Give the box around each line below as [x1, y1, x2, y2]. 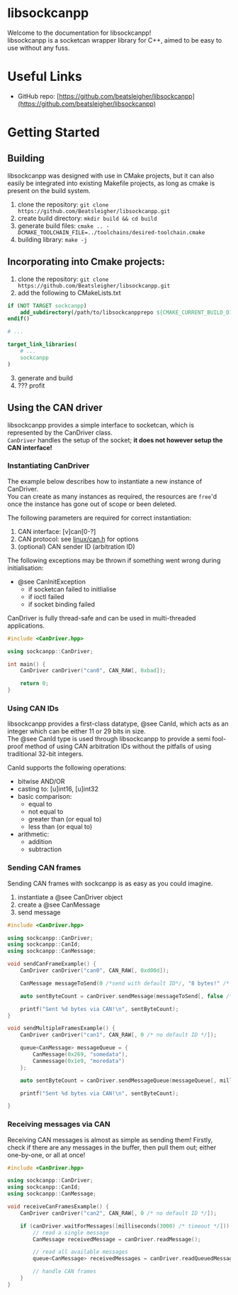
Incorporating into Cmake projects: [7, 256, 165, 268]
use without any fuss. [7, 43, 70, 52]
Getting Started [7, 124, 101, 141]
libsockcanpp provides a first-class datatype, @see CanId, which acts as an [7, 719, 229, 728]
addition [28, 838, 52, 846]
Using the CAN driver [7, 402, 103, 414]
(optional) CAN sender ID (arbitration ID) [17, 542, 135, 551]
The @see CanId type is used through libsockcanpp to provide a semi [7, 735, 211, 743]
